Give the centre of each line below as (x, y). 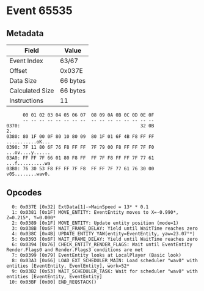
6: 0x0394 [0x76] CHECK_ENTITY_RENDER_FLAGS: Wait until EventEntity (102, 244)
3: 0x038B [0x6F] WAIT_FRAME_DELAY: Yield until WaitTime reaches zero (105, 228)
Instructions (27, 100)
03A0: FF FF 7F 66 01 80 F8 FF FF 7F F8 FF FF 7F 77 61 (80, 158)
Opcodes (24, 193)
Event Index (26, 61)
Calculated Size (32, 91)
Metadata (25, 33)
